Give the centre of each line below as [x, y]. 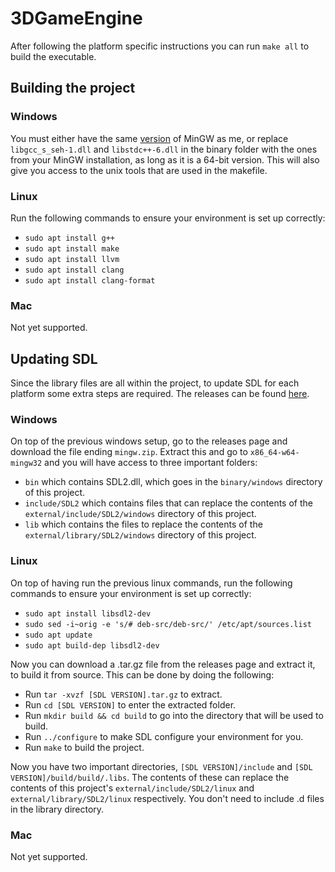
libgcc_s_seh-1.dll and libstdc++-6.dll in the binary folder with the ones [164, 149]
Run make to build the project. [84, 747]
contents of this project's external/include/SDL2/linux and [132, 788]
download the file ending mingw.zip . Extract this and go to [129, 452]
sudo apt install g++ [69, 238]
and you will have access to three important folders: [151, 463]
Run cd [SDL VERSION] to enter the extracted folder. [130, 704]
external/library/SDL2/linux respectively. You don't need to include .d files [167, 798]
